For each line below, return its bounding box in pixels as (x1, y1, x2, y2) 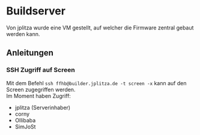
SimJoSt (14, 123, 36, 130)
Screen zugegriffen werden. (6, 86, 76, 93)
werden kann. (6, 30, 40, 37)
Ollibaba (14, 116, 36, 124)
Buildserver (6, 4, 66, 18)
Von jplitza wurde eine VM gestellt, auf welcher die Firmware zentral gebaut (6, 24, 194, 31)
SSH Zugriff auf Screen (6, 66, 75, 74)
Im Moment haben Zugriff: (6, 92, 71, 100)
